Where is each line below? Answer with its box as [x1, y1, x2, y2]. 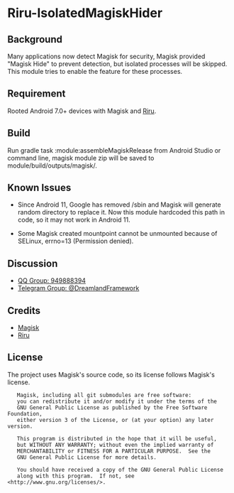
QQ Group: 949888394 [17, 276, 87, 285]
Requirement [7, 87, 66, 100]
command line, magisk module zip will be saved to [7, 153, 155, 162]
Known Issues [7, 182, 72, 194]
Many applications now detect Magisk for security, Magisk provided [7, 52, 206, 60]
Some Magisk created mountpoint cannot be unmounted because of [17, 229, 218, 238]
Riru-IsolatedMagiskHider [7, 5, 163, 21]
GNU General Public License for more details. [16, 453, 157, 461]
